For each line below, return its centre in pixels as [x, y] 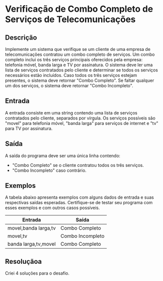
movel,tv [18, 236]
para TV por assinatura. [29, 128]
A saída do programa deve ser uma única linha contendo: [63, 156]
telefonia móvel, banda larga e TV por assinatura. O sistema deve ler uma [79, 65]
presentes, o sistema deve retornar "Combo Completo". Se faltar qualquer [80, 80]
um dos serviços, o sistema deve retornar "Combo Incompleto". [69, 86]
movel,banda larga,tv [32, 228]
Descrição [21, 37]
